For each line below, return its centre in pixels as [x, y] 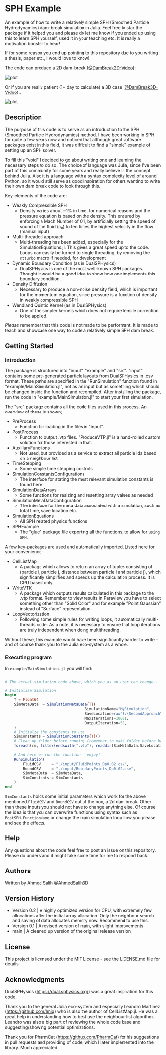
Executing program [29, 657]
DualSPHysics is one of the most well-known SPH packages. [82, 268]
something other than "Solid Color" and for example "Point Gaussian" [90, 603]
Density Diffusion [30, 284]
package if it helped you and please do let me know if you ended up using [80, 33]
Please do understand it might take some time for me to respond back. [77, 855]
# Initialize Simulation [31, 690]
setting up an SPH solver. [31, 150]
